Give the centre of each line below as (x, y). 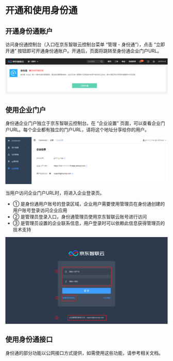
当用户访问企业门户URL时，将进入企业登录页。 (55, 193)
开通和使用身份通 (42, 11)
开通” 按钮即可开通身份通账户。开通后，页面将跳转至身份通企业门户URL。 (84, 51)
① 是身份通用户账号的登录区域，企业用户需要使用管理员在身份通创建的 (89, 204)
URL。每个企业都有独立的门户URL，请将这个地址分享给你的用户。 (79, 130)
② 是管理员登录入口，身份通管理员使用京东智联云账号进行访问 (80, 217)
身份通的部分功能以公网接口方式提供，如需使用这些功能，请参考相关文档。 (84, 353)
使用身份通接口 (29, 340)
